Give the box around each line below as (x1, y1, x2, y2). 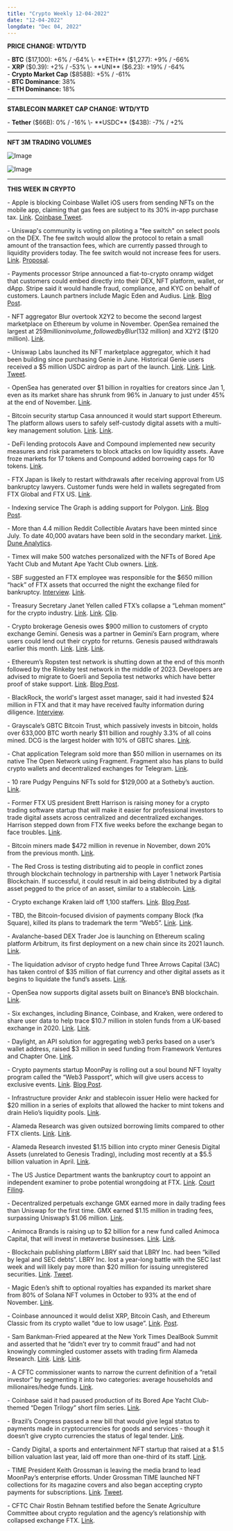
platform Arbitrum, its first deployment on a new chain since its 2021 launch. (7, 940, 225, 948)
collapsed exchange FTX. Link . (7, 1516, 96, 1525)
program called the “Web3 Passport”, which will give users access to (7, 1073, 204, 1082)
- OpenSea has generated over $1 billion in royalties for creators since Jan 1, (7, 383, 225, 392)
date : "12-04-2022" (7, 17, 64, 24)
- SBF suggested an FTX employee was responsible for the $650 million (7, 573, 213, 582)
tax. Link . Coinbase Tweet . (7, 213, 83, 222)
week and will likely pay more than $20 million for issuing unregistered (7, 1263, 209, 1271)
